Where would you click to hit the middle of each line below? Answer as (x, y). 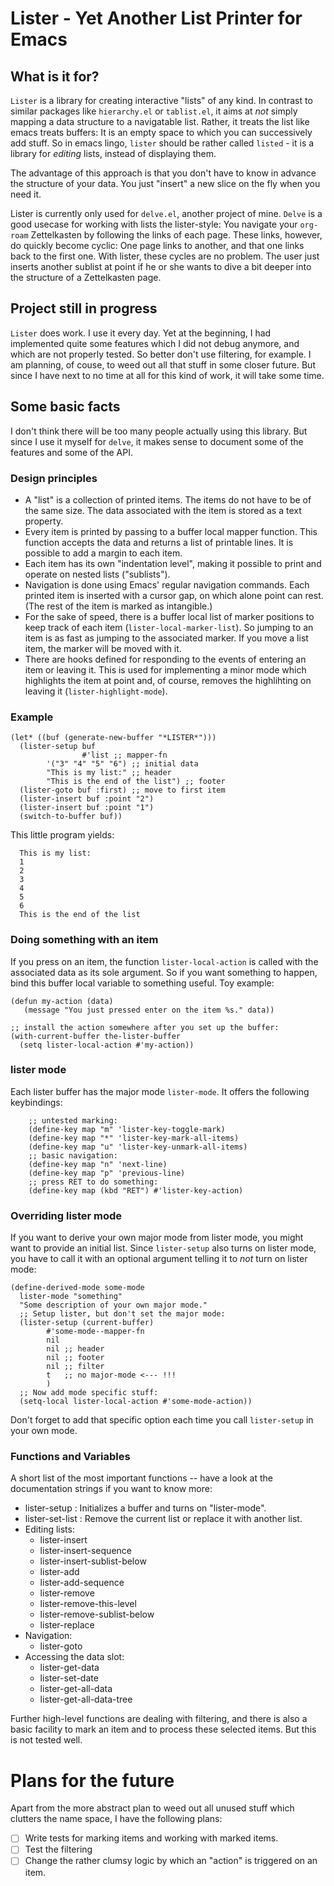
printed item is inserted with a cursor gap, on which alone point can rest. (174, 595)
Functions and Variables (70, 1457)
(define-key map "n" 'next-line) (98, 1164)
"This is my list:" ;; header (109, 773)
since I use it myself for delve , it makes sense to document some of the (157, 441)
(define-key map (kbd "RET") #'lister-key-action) (136, 1190)
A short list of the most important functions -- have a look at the (141, 1478)
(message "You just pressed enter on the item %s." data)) (149, 1010)
